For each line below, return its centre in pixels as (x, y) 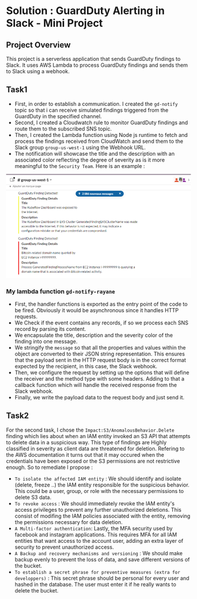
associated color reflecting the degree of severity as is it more (90, 160)
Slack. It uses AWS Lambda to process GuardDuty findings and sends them (97, 65)
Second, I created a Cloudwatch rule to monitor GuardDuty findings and (101, 122)
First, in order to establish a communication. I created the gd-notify (96, 104)
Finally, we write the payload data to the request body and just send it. (99, 397)
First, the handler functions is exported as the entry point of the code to (101, 304)
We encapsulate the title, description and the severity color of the (94, 335)
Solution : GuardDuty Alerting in (86, 11)
